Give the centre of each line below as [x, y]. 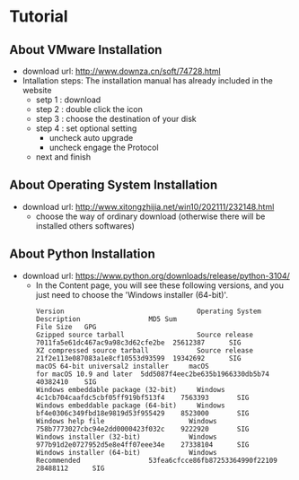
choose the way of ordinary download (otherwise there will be [150, 216]
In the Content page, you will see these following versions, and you [160, 285]
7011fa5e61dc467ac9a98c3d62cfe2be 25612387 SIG [138, 343]
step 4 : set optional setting [86, 128]
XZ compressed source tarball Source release [145, 350]
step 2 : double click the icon [89, 109]
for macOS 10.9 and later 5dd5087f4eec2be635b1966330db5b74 [152, 374]
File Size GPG [66, 327]
